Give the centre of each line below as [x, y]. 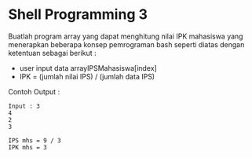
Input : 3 [24, 106]
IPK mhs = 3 [27, 147]
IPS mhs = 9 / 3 [35, 140]
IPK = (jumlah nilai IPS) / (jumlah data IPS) [87, 76]
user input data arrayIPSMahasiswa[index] [88, 68]
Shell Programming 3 [78, 15]
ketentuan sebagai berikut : [52, 53]
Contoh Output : [34, 91]
